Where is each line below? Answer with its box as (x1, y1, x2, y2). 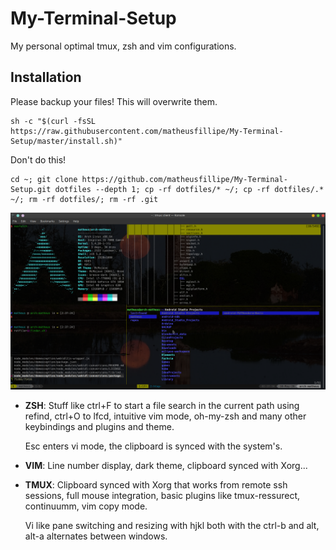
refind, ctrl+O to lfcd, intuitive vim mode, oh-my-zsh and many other (24, 410, 307, 422)
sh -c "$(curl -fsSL (10, 116, 97, 126)
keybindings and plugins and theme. (24, 421, 175, 433)
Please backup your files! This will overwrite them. (10, 95, 218, 107)
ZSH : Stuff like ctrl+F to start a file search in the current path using (24, 400, 300, 412)
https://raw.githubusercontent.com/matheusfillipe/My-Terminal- (10, 126, 284, 136)
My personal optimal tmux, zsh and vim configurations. (10, 40, 237, 52)
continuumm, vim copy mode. (24, 500, 148, 512)
